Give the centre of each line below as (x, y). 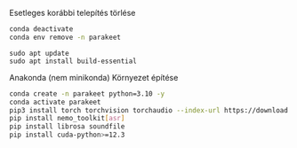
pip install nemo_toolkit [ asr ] (67, 119)
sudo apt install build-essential (73, 61)
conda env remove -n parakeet (65, 37)
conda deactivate (41, 29)
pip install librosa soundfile (67, 127)
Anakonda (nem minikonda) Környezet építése (94, 77)
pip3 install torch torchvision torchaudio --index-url (115, 110)
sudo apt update (39, 53)
